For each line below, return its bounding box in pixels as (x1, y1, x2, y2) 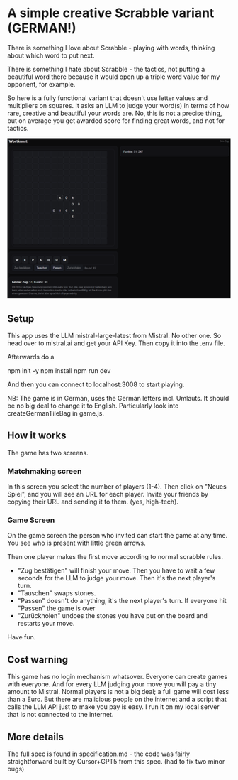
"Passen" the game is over (17, 604, 96, 612)
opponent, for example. (7, 80, 76, 88)
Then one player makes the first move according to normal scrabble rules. (7, 553, 223, 561)
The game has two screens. (7, 448, 89, 457)
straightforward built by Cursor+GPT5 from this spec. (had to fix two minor (7, 757, 225, 766)
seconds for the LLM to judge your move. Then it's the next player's (17, 574, 216, 583)
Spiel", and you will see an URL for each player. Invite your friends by (7, 490, 209, 499)
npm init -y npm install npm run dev (7, 367, 111, 375)
